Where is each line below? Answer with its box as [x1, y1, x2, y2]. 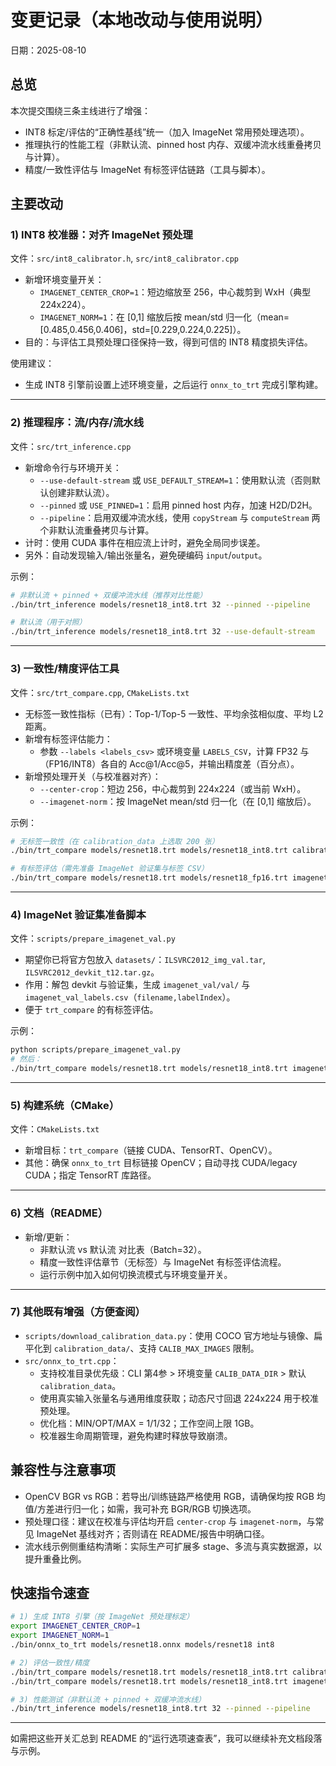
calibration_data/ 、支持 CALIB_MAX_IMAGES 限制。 [53, 1342, 260, 1354]
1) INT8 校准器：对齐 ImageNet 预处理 [10, 228, 193, 242]
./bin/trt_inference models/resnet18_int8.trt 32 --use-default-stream [10, 627, 315, 637]
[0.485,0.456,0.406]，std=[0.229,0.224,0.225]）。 [39, 324, 247, 336]
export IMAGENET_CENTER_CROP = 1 [10, 1621, 141, 1631]
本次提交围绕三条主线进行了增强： [10, 104, 151, 116]
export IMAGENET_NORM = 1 [10, 1631, 110, 1641]
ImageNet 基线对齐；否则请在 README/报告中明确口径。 [36, 1527, 270, 1540]
